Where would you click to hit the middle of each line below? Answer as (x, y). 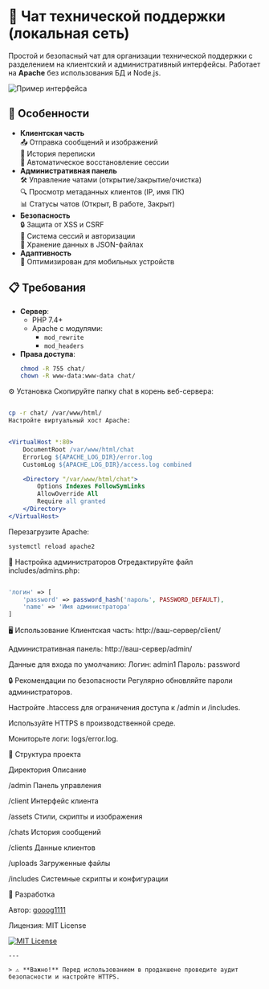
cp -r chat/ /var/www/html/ (55, 413)
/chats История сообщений (55, 832)
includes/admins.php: (44, 570)
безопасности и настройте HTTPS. (64, 977)
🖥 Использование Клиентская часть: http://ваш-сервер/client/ (114, 631)
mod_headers (64, 346)
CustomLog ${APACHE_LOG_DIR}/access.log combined (108, 464)
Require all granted (71, 501)
